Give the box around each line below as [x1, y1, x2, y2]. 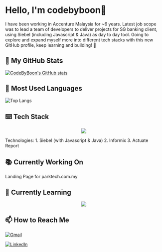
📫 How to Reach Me [5, 216, 69, 225]
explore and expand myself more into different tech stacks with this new [5, 37, 154, 43]
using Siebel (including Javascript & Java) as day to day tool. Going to [5, 31, 149, 37]
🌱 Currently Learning [5, 188, 71, 196]
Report [5, 143, 19, 149]
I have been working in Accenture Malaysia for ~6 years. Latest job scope [5, 21, 157, 27]
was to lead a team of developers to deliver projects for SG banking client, [5, 26, 158, 32]
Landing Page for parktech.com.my [5, 174, 78, 180]
